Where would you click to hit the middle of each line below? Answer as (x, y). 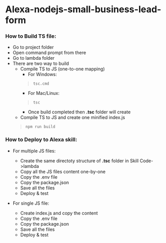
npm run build (40, 127)
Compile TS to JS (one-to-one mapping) (63, 69)
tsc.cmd (41, 84)
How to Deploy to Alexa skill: (41, 140)
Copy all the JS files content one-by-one (63, 172)
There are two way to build (41, 64)
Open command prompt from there (49, 53)
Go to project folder (33, 47)
